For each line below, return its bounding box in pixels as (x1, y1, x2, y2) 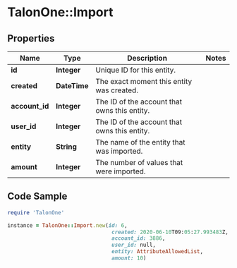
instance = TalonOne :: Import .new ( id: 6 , (7, 221, 128, 229)
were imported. (95, 166, 146, 176)
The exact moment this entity (95, 77, 193, 86)
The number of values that (95, 158, 183, 167)
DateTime (56, 81, 89, 90)
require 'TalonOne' (7, 209, 65, 216)
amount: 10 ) (111, 255, 147, 262)
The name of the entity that (95, 138, 186, 147)
